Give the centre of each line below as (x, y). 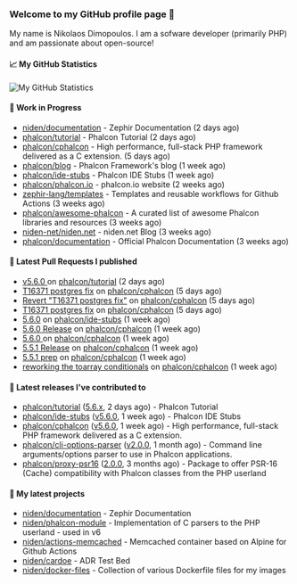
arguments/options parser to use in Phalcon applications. (127, 455)
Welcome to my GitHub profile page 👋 (92, 14)
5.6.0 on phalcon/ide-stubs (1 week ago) (96, 319)
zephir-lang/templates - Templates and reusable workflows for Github (150, 193)
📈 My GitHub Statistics (54, 64)
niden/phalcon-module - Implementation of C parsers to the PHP (141, 523)
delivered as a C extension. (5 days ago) (96, 156)
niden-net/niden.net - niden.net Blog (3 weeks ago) (117, 232)
